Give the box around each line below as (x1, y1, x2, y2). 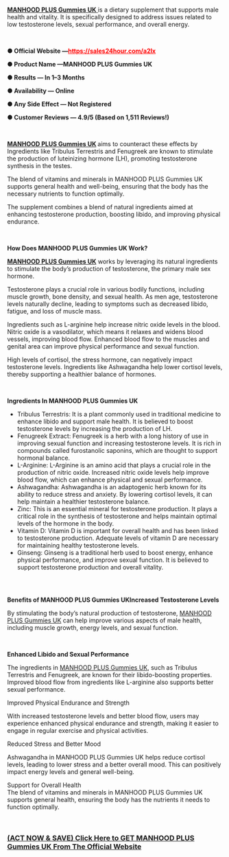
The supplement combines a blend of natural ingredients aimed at (7, 202, 193, 211)
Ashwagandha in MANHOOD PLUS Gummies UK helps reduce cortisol (7, 753, 206, 762)
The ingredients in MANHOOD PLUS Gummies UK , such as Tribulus (7, 664, 197, 672)
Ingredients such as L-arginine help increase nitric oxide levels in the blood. (7, 320, 221, 329)
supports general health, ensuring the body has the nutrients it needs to (7, 796, 210, 804)
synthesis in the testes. (7, 161, 73, 169)
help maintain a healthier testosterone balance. (16, 497, 150, 506)
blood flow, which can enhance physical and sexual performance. (16, 476, 203, 484)
